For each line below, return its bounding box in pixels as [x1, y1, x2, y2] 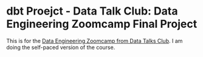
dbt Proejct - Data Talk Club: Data [6, 4, 178, 18]
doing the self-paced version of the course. [6, 44, 115, 51]
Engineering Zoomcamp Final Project [6, 17, 198, 31]
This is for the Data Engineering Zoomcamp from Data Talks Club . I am [6, 37, 183, 44]
